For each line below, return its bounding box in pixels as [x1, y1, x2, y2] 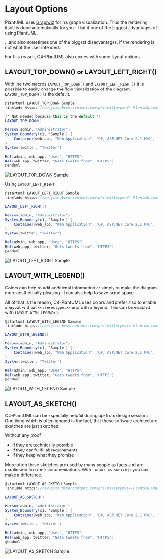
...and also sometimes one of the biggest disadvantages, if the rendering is [5, 39, 155, 45]
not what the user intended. [5, 44, 61, 50]
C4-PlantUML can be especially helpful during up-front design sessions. [5, 413, 150, 419]
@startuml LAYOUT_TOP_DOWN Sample [5, 101, 75, 106]
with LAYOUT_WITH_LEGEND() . [5, 309, 60, 315]
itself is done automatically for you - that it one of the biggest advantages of [5, 24, 157, 30]
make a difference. [5, 472, 43, 478]
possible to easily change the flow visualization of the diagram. [5, 86, 131, 92]
